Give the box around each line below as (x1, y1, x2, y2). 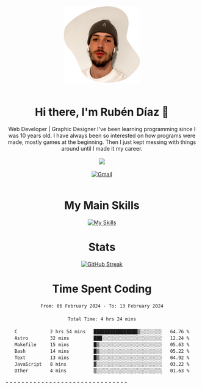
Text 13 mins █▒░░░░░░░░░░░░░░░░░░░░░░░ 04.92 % (14, 355, 190, 361)
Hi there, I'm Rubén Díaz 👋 (35, 105, 169, 119)
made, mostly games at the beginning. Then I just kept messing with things (7, 138, 197, 146)
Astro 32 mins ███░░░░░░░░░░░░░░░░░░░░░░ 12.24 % (14, 335, 190, 342)
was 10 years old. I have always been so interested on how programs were (8, 132, 196, 139)
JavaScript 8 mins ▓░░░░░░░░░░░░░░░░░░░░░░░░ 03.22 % (14, 361, 190, 367)
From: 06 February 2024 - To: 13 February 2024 (40, 303, 164, 309)
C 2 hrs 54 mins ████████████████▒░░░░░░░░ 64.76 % (14, 329, 190, 335)
